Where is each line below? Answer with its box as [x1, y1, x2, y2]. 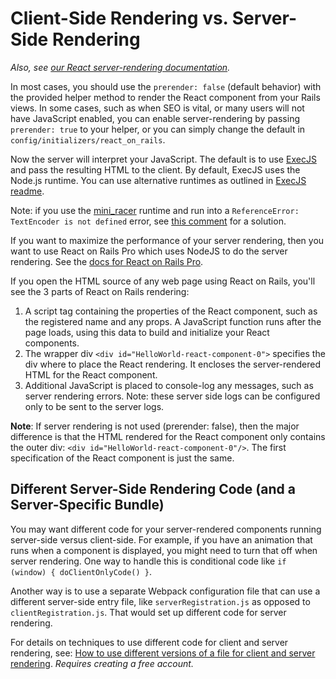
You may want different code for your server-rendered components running [10, 523, 322, 535]
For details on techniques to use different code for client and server [10, 636, 289, 648]
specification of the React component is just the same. [10, 452, 235, 464]
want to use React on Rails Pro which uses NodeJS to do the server [10, 245, 288, 257]
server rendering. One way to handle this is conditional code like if [10, 555, 287, 567]
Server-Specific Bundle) [10, 497, 165, 514]
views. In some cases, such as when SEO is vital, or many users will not [10, 102, 305, 114]
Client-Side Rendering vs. [10, 7, 229, 30]
